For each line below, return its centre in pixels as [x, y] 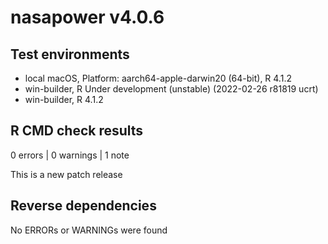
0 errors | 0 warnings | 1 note [70, 155]
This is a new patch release [66, 174]
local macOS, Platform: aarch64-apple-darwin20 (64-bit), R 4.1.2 [158, 78]
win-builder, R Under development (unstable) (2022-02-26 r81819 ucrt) [171, 89]
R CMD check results [77, 131]
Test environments [70, 54]
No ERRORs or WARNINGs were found [89, 230]
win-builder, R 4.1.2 [64, 99]
